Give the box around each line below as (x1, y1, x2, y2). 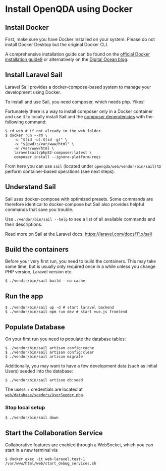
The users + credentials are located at (5, 386, 83, 392)
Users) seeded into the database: (5, 368, 73, 374)
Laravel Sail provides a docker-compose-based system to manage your (5, 84, 151, 90)
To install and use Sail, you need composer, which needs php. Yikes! (5, 99, 145, 105)
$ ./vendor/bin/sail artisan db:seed (5, 378, 83, 383)
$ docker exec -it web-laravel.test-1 (5, 457, 85, 462)
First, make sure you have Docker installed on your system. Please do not (5, 36, 155, 42)
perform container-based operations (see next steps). (5, 168, 115, 174)
